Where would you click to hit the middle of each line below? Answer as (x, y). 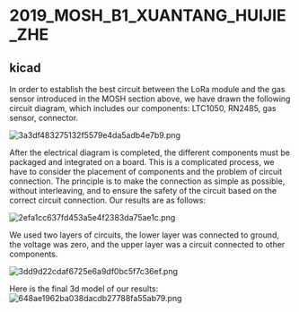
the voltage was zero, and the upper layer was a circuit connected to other (147, 244)
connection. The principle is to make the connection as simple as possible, (147, 181)
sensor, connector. (44, 118)
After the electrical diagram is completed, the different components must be (149, 152)
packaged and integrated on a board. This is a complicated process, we (142, 162)
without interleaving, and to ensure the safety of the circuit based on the (143, 191)
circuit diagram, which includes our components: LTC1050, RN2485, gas (143, 108)
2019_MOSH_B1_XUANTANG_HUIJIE (148, 16)
